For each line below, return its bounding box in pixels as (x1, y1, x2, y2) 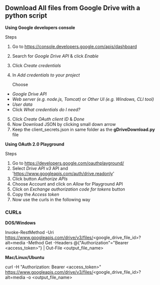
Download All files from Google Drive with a (5, 4, 140, 12)
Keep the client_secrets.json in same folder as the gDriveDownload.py (12, 126, 155, 132)
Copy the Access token (12, 191, 60, 197)
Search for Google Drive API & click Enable (12, 53, 99, 59)
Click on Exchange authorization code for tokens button (12, 186, 126, 192)
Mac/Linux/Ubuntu (5, 255, 45, 261)
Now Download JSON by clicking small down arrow (12, 121, 116, 127)
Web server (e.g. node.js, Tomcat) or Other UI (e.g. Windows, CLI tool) (12, 96, 154, 102)
